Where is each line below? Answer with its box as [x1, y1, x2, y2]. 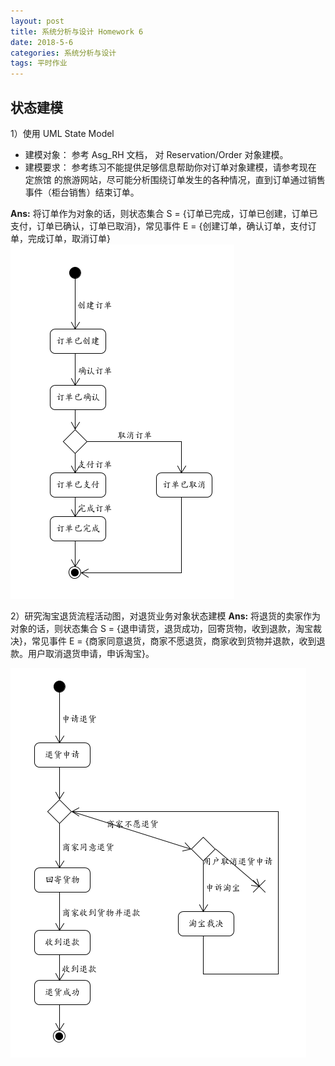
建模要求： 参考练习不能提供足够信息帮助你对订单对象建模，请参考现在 [24, 161, 317, 173]
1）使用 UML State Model [10, 127, 115, 139]
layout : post [10, 16, 65, 26]
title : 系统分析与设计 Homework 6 [10, 26, 144, 37]
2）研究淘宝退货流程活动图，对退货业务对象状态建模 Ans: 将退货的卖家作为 [10, 610, 322, 622]
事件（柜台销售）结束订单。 [24, 186, 140, 198]
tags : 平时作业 [10, 58, 68, 69]
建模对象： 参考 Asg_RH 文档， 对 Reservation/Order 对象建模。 [24, 148, 289, 160]
